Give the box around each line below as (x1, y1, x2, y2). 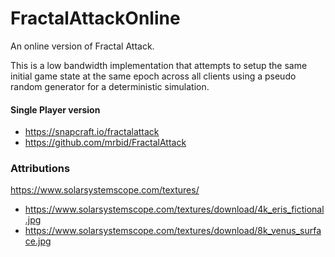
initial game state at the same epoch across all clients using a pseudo (10, 70, 297, 82)
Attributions (10, 162, 71, 176)
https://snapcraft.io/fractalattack (24, 126, 160, 138)
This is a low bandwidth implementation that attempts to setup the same (10, 59, 308, 71)
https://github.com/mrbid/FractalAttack (24, 137, 187, 149)
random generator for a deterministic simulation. (10, 80, 210, 92)
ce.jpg (24, 235, 52, 247)
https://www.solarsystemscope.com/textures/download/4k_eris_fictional (24, 203, 325, 216)
